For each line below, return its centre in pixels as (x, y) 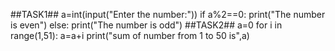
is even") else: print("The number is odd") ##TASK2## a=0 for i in (146, 25)
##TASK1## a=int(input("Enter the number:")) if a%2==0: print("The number (168, 14)
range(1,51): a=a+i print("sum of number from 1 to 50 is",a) (130, 35)
